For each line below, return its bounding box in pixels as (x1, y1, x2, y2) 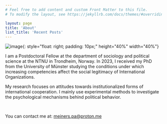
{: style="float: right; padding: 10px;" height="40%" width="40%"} (22, 43, 159, 49)
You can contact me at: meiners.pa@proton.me (5, 113, 102, 119)
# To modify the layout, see (5, 12, 66, 17)
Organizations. (5, 74, 35, 80)
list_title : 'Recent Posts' (5, 30, 64, 35)
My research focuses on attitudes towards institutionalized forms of (5, 83, 144, 89)
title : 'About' (5, 25, 37, 30)
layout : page (5, 21, 32, 26)
